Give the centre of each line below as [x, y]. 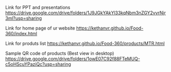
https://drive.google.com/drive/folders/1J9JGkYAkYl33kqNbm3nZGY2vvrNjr [86, 13]
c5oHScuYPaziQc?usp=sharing [38, 64]
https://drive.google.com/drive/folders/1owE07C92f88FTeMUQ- [73, 59]
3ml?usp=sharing [24, 18]
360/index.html [21, 33]
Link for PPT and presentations [38, 7]
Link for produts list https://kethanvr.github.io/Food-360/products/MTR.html [85, 43]
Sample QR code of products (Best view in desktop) [60, 53]
